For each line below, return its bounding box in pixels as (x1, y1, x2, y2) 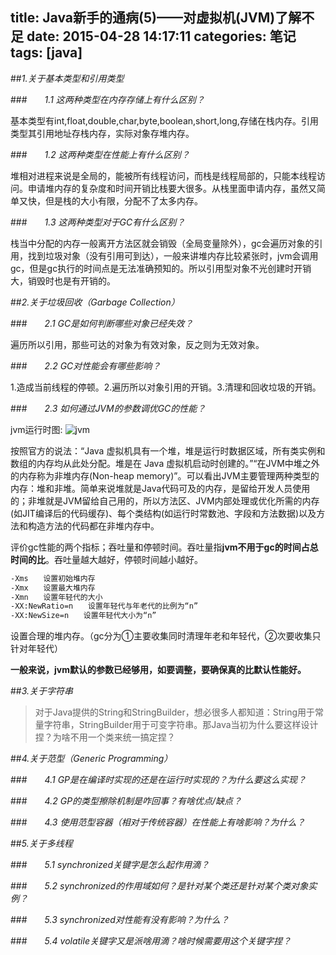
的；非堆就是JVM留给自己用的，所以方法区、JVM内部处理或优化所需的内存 (10, 494, 320, 507)
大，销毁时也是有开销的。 (10, 274, 116, 287)
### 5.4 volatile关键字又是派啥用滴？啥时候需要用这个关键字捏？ (10, 935, 292, 947)
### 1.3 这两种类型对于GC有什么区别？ (10, 216, 186, 228)
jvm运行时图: (10, 423, 63, 435)
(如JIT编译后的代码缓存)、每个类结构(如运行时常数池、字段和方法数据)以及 (10, 507, 317, 519)
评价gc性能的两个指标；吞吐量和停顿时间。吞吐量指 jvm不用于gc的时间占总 (10, 541, 319, 553)
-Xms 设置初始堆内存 (10, 573, 96, 583)
